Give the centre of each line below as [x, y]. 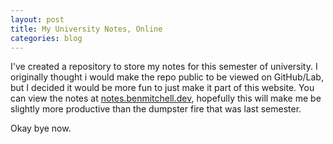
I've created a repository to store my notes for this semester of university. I [164, 67]
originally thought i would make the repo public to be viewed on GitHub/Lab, [167, 77]
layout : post [37, 19]
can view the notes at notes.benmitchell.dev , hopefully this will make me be [166, 98]
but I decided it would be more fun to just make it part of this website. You [162, 88]
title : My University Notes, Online [86, 29]
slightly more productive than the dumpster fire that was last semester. [156, 109]
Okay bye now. [41, 128]
